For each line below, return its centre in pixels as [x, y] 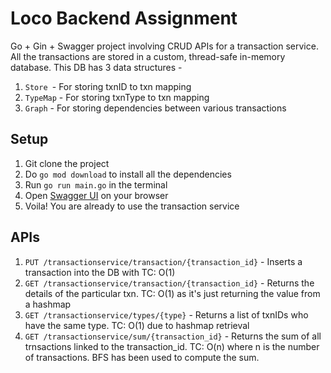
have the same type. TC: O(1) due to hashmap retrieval [137, 325]
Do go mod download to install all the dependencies [128, 174]
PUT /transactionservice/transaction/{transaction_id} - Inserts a [163, 261]
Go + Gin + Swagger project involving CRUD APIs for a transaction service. [164, 46]
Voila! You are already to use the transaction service [132, 206]
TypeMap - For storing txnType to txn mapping [117, 97]
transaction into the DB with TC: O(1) [100, 272]
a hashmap [48, 304]
